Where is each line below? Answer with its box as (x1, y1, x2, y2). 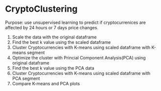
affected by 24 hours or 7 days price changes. (5, 24, 99, 30)
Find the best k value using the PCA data (12, 65, 94, 71)
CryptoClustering (5, 3, 78, 15)
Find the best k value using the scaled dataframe (12, 39, 111, 45)
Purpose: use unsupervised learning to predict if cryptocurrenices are (5, 19, 146, 25)
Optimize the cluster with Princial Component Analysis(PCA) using (12, 55, 146, 60)
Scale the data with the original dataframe (12, 34, 97, 40)
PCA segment (12, 75, 40, 81)
